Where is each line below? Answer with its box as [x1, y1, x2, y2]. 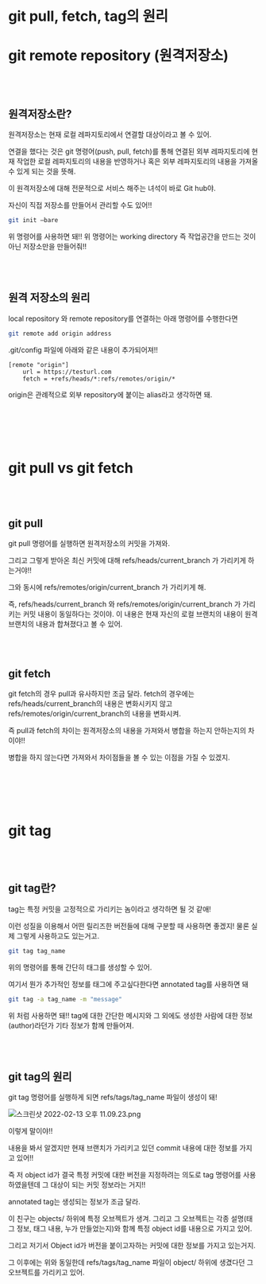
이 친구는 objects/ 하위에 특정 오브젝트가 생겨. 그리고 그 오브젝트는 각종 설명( [8, 1214, 247, 1224]
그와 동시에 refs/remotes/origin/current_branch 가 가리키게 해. [8, 583, 206, 592]
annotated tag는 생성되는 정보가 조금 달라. [8, 1197, 141, 1207]
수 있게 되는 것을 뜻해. [8, 166, 76, 176]
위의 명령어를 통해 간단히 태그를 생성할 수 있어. [8, 962, 152, 972]
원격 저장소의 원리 [8, 291, 91, 305]
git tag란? [8, 881, 56, 896]
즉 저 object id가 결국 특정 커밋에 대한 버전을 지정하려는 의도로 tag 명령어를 [8, 1170, 242, 1180]
